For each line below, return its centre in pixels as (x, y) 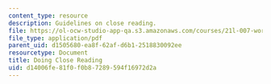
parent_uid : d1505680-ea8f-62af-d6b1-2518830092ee (95, 46)
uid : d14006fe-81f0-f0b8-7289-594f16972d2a (83, 68)
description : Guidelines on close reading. (83, 23)
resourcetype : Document (48, 53)
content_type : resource (48, 16)
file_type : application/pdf (56, 38)
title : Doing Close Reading (56, 61)
